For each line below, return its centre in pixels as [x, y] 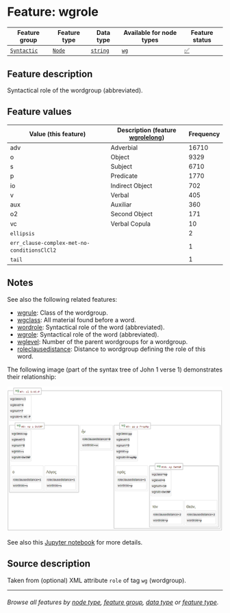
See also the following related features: [62, 299]
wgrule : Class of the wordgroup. [62, 313]
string [100, 51]
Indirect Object [131, 185]
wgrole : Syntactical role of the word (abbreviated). [88, 334]
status [202, 40]
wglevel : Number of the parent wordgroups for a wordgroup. [102, 341]
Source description [49, 564]
